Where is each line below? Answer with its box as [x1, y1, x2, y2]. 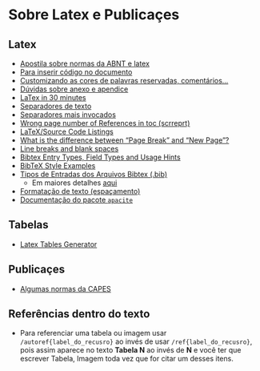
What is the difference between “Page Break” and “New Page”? [19, 135, 230, 145]
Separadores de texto [19, 102, 92, 111]
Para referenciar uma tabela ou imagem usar [19, 329, 167, 338]
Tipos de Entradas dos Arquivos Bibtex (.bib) [19, 170, 168, 179]
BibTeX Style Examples [19, 161, 96, 170]
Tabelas [8, 218, 50, 232]
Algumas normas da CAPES [19, 284, 112, 293]
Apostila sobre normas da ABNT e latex [19, 58, 150, 68]
